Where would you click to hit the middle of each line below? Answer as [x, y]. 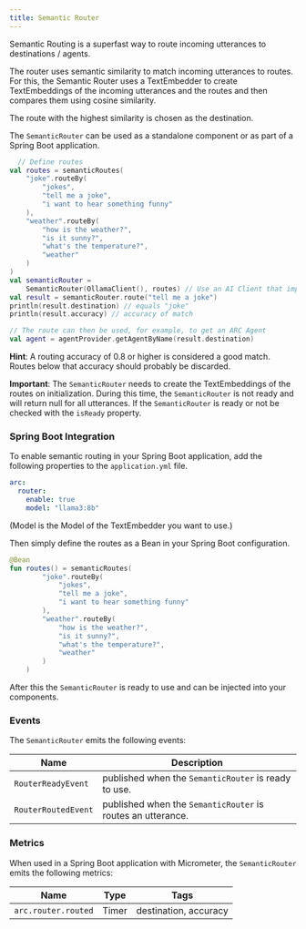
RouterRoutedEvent [54, 810]
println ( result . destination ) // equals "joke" [99, 306]
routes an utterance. [146, 816]
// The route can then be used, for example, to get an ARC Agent [138, 331]
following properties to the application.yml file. [99, 466]
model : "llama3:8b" [63, 508]
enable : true [51, 500]
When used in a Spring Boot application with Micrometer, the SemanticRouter [153, 863]
